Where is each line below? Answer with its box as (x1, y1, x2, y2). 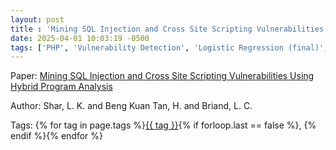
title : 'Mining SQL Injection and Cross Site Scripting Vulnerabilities (10, 24, 325, 34)
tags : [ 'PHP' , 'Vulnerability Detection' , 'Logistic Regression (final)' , (10, 42, 329, 53)
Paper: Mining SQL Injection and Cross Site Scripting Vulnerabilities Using (10, 70, 315, 82)
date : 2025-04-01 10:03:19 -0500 (10, 33, 150, 43)
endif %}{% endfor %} (10, 130, 103, 142)
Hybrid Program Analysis (10, 81, 113, 93)
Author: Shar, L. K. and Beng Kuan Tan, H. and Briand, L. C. (10, 100, 253, 112)
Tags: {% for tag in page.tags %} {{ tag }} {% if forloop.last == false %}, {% (10, 119, 317, 131)
